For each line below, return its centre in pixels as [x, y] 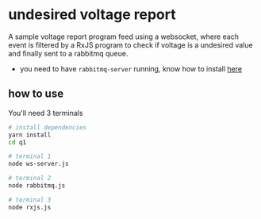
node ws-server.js [38, 164]
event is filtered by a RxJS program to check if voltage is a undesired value [130, 44]
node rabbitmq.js [37, 186]
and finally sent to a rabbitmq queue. [68, 53]
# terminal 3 [30, 200]
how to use [36, 94]
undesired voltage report [92, 15]
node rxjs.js [30, 207]
